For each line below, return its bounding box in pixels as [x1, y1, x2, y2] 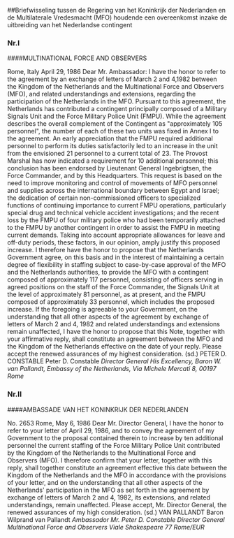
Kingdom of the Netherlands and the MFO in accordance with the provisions [7, 471, 227, 479]
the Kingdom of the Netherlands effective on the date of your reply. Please [7, 342, 222, 351]
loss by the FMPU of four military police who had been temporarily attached [7, 216, 226, 224]
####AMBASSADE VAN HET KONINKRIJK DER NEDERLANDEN [7, 405, 189, 414]
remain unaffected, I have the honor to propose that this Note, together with [7, 328, 225, 336]
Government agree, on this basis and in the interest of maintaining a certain [7, 253, 224, 261]
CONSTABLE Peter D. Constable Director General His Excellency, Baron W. [7, 357, 221, 365]
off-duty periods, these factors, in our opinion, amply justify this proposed [7, 238, 221, 247]
